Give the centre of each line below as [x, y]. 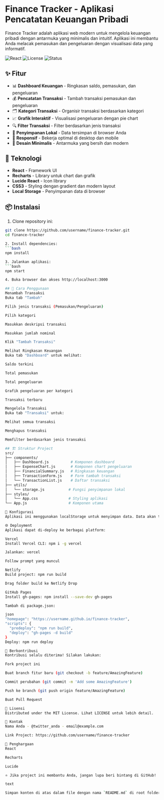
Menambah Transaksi [25, 293]
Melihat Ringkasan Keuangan [34, 351]
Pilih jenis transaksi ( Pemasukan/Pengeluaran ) [54, 307]
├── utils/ [16, 485]
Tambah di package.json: [30, 606]
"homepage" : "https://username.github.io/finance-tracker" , [68, 619]
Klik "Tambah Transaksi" [30, 342]
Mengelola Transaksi [26, 409]
